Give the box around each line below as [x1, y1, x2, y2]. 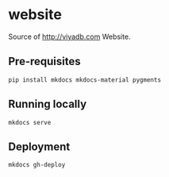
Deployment [8, 140, 71, 153]
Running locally [8, 98, 87, 111]
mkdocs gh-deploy [8, 161, 66, 169]
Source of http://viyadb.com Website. [8, 32, 131, 41]
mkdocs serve [8, 118, 52, 126]
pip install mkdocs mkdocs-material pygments [8, 75, 161, 84]
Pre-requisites [8, 55, 81, 68]
